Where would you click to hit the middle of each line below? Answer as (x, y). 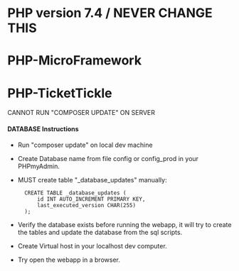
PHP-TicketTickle (60, 93)
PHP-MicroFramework (75, 61)
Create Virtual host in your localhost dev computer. (92, 245)
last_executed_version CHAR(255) (86, 205)
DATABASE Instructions (43, 128)
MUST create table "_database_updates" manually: (92, 179)
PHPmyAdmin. (39, 166)
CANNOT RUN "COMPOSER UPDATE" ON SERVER (81, 113)
